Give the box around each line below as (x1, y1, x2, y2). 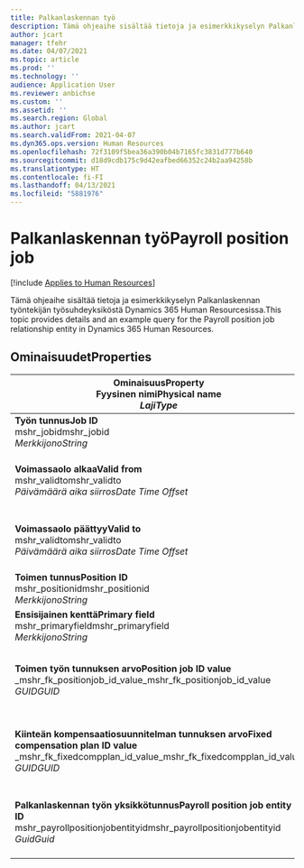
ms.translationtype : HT (10, 164, 100, 173)
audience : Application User (10, 80, 116, 89)
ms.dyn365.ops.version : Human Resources (10, 139, 165, 148)
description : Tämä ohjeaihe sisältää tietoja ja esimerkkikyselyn (10, 22, 265, 31)
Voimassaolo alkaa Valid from (14, 462, 143, 475)
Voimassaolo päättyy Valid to (14, 522, 142, 535)
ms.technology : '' (10, 72, 79, 81)
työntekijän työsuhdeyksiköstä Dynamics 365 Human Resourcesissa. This (10, 304, 282, 315)
